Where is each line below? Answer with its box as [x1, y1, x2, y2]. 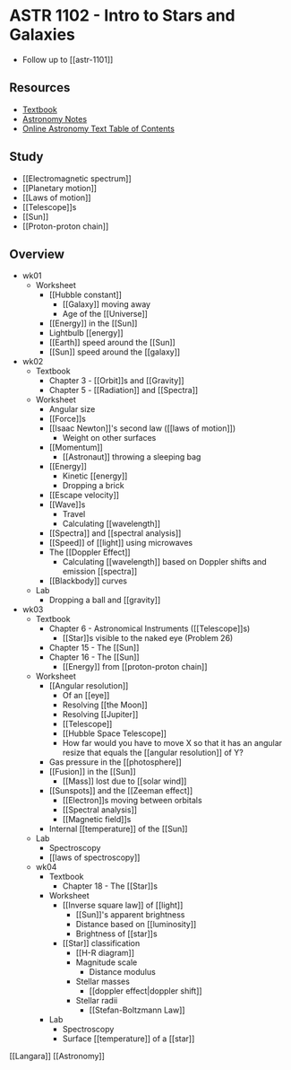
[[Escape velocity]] [48, 490, 119, 501]
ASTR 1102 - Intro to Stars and [9, 5, 235, 26]
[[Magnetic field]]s [62, 814, 132, 825]
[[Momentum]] [48, 442, 103, 453]
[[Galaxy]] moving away [62, 299, 150, 310]
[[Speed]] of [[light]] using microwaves [48, 538, 193, 548]
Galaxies [9, 24, 76, 45]
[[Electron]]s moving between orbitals [62, 795, 203, 806]
